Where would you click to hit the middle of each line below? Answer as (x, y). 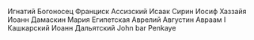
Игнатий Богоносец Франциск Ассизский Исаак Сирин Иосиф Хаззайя (127, 11)
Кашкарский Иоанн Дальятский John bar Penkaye (92, 28)
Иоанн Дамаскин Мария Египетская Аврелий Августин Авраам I (117, 20)
